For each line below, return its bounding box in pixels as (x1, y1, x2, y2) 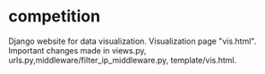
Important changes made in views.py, (8, 45, 147, 55)
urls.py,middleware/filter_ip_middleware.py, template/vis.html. (8, 54, 237, 65)
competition (8, 6, 100, 27)
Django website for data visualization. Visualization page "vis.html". (8, 36, 257, 46)
